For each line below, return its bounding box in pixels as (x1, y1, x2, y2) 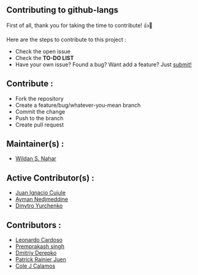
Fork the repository (15, 95, 64, 102)
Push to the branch (15, 114, 64, 122)
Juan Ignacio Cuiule (15, 189, 66, 196)
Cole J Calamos (15, 262, 56, 269)
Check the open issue (15, 47, 70, 55)
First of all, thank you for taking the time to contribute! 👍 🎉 (6, 21, 153, 29)
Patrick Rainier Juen (15, 256, 66, 263)
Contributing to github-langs (6, 5, 118, 15)
